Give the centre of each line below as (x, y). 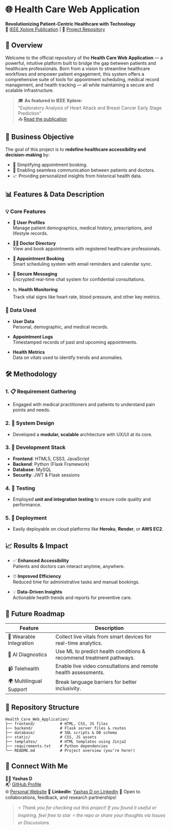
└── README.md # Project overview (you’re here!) (70, 750)
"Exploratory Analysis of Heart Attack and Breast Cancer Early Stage (90, 108)
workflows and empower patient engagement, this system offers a (75, 74)
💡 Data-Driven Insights (37, 592)
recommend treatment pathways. (95, 658)
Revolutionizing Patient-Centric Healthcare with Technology (70, 23)
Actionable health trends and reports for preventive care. (72, 598)
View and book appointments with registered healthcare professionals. (87, 249)
